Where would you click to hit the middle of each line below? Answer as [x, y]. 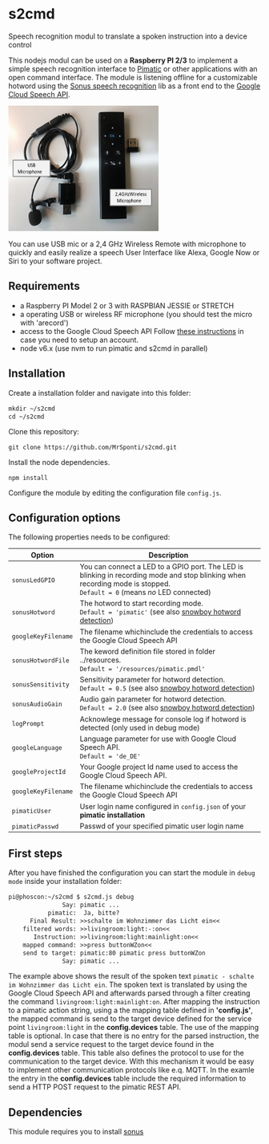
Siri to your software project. [55, 261]
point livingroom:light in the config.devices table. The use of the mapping [133, 1028]
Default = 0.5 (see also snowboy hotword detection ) [167, 688]
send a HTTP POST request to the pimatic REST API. [95, 1087]
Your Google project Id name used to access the [159, 767]
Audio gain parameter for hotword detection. [153, 699]
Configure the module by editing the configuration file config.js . [115, 493]
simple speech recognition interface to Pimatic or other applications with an [133, 68]
